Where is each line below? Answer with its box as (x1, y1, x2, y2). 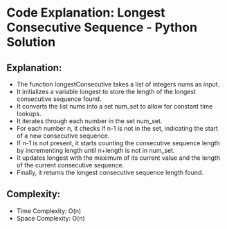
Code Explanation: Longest (6, 5, 165, 21)
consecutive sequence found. (16, 95, 102, 103)
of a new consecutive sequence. (16, 131, 110, 140)
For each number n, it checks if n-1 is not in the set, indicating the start (16, 125, 219, 132)
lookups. (16, 109, 42, 118)
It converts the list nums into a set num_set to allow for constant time (16, 102, 213, 110)
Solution (6, 35, 56, 50)
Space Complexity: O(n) (16, 214, 86, 222)
